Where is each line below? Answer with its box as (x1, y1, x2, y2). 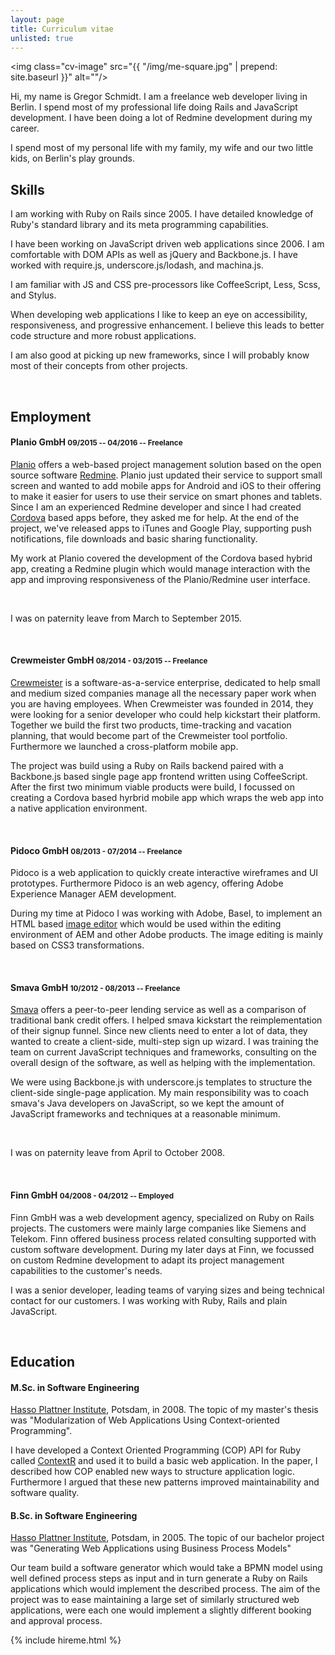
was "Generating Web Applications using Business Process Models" (10, 1542, 292, 1555)
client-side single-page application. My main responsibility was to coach (10, 1087, 310, 1099)
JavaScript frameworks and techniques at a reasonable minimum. (10, 1108, 281, 1120)
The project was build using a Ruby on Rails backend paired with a (10, 759, 284, 771)
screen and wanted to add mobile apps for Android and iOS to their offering (10, 479, 322, 491)
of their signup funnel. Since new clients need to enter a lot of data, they (10, 1025, 308, 1037)
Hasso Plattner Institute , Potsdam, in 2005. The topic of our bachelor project (10, 1532, 325, 1544)
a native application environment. (10, 802, 148, 814)
